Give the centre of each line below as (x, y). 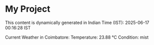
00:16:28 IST (18, 27)
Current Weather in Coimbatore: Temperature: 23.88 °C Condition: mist (77, 37)
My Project (28, 9)
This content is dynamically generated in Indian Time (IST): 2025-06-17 (77, 22)
